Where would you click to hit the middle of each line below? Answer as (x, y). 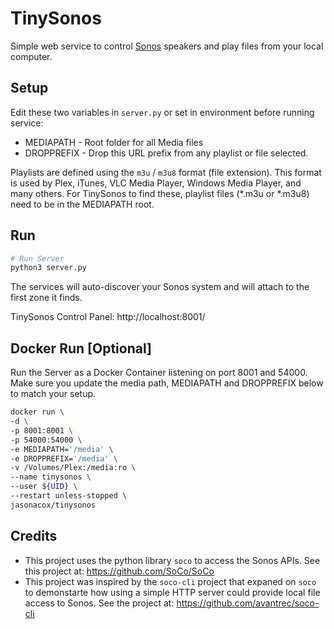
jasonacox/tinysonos (53, 505)
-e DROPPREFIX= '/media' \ (64, 458)
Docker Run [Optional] (81, 348)
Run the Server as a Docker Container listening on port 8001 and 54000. (159, 373)
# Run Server (37, 258)
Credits (34, 536)
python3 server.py (48, 268)
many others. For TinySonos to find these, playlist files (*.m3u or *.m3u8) (160, 193)
